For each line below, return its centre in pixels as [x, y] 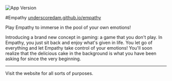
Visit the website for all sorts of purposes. [49, 73]
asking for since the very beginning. [43, 59]
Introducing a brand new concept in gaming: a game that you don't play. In [84, 37]
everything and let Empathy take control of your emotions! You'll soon [79, 48]
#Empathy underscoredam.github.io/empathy [53, 17]
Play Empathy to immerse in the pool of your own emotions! [68, 27]
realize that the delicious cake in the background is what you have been [81, 53]
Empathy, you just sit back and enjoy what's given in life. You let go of [79, 43]
